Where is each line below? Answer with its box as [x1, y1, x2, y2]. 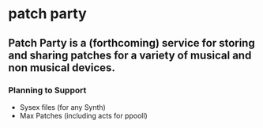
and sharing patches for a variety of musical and [8, 48, 252, 62]
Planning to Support [8, 85, 87, 96]
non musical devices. [8, 61, 116, 74]
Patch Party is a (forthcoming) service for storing [8, 36, 255, 50]
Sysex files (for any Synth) [19, 102, 107, 111]
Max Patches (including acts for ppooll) [19, 111, 148, 120]
